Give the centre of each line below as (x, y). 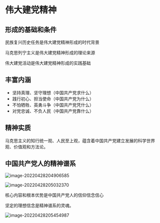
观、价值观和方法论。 (26, 147)
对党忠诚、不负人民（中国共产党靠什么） (53, 111)
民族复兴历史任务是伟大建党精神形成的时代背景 (52, 42)
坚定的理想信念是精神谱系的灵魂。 (39, 205)
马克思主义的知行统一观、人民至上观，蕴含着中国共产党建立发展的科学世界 (80, 140)
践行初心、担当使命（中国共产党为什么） (53, 99)
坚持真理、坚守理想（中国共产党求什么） (53, 92)
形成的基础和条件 (31, 30)
